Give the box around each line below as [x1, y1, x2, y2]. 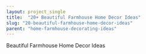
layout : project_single [6, 8, 66, 15]
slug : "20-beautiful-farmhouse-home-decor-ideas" [6, 20, 133, 26]
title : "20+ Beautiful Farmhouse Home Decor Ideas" [6, 14, 141, 20]
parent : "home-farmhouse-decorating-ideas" [6, 25, 117, 32]
